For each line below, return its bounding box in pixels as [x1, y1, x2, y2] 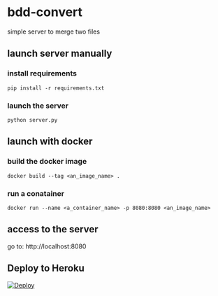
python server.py [7, 116, 58, 123]
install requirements [7, 69, 77, 78]
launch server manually [7, 48, 112, 59]
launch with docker [7, 136, 93, 148]
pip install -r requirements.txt [7, 85, 105, 92]
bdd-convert [7, 4, 82, 20]
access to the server [7, 223, 99, 235]
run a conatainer [7, 188, 65, 198]
